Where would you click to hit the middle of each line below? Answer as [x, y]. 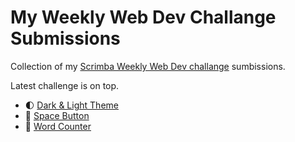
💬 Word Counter [58, 126]
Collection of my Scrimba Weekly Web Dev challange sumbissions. [148, 66]
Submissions [65, 38]
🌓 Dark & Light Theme [71, 105]
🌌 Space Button [57, 115]
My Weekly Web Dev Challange [143, 17]
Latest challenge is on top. [65, 85]
